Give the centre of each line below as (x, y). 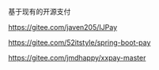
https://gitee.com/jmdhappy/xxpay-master (77, 58)
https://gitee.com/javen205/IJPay (63, 27)
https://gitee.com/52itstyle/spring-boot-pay (79, 42)
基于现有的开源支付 (40, 11)
